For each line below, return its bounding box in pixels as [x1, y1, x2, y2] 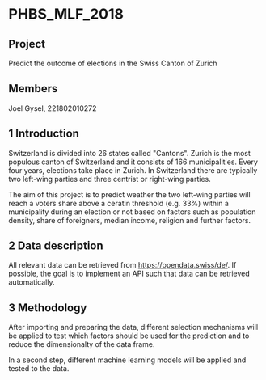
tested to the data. [8, 364, 70, 374]
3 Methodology [8, 301, 87, 315]
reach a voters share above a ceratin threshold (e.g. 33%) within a [8, 198, 229, 208]
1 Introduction [8, 127, 79, 141]
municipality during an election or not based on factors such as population [8, 207, 256, 217]
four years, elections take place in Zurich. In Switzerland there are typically [8, 165, 258, 175]
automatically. [8, 277, 55, 287]
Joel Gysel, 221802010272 [8, 103, 97, 113]
